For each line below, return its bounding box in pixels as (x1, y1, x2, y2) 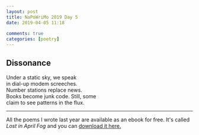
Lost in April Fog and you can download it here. (6, 122, 121, 129)
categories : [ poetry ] (6, 36, 60, 42)
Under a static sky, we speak (6, 73, 77, 81)
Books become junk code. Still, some (6, 92, 97, 99)
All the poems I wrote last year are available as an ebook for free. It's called (6, 116, 190, 123)
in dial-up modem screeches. (6, 80, 78, 87)
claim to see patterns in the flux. (6, 99, 85, 106)
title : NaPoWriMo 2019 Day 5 (6, 14, 78, 20)
